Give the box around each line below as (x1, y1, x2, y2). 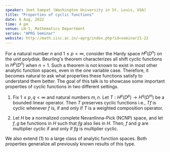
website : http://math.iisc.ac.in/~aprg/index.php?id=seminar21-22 (5, 36, 149, 41)
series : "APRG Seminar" (5, 31, 56, 36)
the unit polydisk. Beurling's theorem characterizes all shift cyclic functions (5, 56, 162, 62)
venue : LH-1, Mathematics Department (5, 26, 85, 31)
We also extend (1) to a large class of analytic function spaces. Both (5, 135, 147, 141)
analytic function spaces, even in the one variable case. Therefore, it (5, 67, 149, 73)
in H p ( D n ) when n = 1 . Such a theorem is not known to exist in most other (5, 61, 158, 68)
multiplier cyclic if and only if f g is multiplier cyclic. (12, 125, 118, 132)
